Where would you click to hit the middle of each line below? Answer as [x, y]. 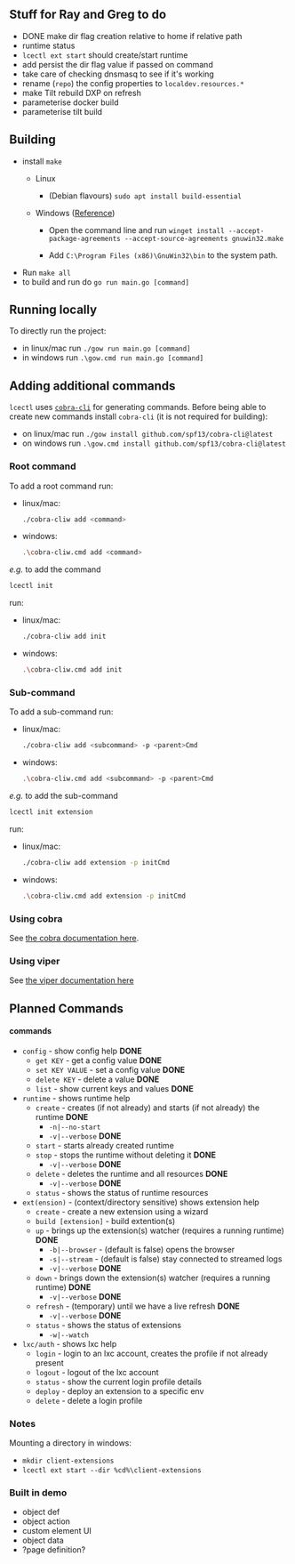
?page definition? [54, 1550]
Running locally [53, 310]
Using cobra [36, 918]
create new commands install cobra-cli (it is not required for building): [139, 416]
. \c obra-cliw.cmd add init [72, 670]
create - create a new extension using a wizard [122, 1211]
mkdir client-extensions [68, 1461]
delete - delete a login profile [89, 1400]
